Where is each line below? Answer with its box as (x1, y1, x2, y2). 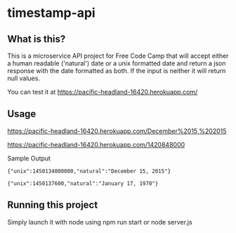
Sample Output (7, 153, 51, 163)
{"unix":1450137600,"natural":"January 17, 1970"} (7, 180, 159, 187)
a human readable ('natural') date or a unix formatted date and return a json (7, 59, 226, 68)
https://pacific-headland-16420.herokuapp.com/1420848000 (7, 140, 185, 149)
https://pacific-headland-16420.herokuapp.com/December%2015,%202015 (7, 127, 227, 135)
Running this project (7, 199, 98, 211)
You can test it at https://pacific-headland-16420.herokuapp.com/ (7, 88, 198, 96)
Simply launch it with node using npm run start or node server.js (7, 218, 192, 226)
